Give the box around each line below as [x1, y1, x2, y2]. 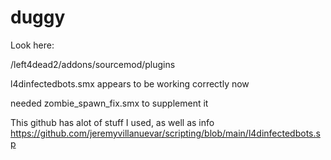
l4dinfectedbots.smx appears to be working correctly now [10, 77, 250, 90]
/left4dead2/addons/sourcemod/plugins [10, 58, 176, 70]
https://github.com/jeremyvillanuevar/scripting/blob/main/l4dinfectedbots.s [10, 127, 321, 139]
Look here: [10, 39, 55, 51]
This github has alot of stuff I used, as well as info [10, 116, 215, 128]
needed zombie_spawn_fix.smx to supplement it [10, 97, 209, 109]
